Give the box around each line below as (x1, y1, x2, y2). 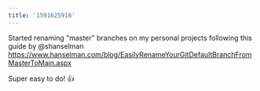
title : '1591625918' (8, 11, 76, 20)
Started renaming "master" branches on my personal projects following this (8, 33, 253, 42)
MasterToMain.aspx (8, 58, 72, 67)
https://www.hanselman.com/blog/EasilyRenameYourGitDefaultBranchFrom (8, 49, 252, 59)
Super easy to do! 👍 (8, 74, 75, 83)
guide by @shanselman (8, 41, 84, 51)
